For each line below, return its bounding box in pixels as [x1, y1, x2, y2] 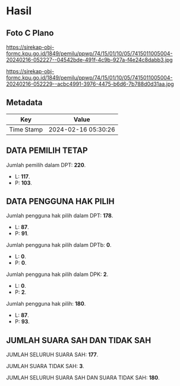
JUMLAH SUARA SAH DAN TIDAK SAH [6, 335, 151, 346]
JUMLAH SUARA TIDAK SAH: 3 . [6, 363, 84, 370]
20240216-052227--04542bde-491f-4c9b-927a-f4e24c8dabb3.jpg [6, 57, 173, 63]
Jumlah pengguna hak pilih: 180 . [6, 300, 86, 307]
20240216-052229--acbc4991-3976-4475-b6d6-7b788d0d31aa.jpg [6, 80, 174, 87]
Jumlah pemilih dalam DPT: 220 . [6, 161, 86, 168]
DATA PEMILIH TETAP [6, 146, 88, 156]
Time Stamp [9, 125, 43, 133]
